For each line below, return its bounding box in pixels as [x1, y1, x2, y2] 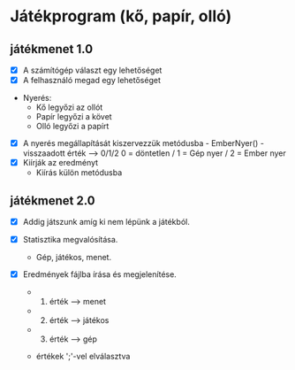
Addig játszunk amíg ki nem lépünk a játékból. [22, 217, 191, 227]
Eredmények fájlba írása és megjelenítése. [22, 269, 178, 280]
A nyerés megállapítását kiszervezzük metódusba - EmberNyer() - [22, 138, 264, 149]
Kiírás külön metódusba [35, 167, 123, 178]
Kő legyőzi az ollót [35, 102, 103, 112]
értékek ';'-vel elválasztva [35, 351, 131, 362]
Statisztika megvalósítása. [22, 235, 118, 245]
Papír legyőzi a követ [35, 112, 113, 122]
